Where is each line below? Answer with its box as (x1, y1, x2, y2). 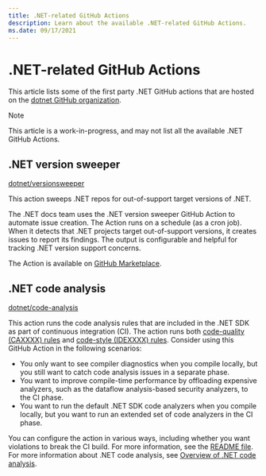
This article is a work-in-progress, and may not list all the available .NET (8, 126, 244, 136)
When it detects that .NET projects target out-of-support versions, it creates (8, 226, 256, 236)
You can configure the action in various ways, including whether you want (8, 433, 250, 443)
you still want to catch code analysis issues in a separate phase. (19, 367, 230, 377)
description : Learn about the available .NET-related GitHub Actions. (8, 19, 247, 27)
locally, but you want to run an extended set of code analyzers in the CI (19, 409, 253, 419)
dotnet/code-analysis (8, 303, 79, 312)
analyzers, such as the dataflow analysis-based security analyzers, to (19, 384, 249, 393)
